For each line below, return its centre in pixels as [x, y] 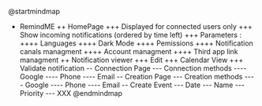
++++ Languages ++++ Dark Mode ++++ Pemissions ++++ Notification [137, 43]
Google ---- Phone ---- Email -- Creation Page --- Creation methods [131, 77]
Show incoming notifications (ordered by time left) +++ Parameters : [131, 35]
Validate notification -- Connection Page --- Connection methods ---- [133, 68]
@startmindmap [34, 11]
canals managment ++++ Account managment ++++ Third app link [129, 51]
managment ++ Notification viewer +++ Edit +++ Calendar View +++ [131, 60]
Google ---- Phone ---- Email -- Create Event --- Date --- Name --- [135, 85]
